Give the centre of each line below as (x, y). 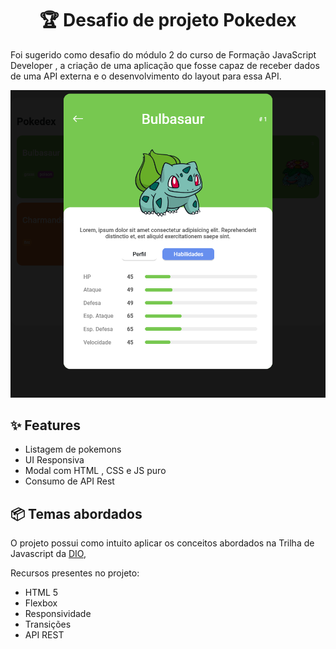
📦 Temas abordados (76, 513)
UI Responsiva (54, 460)
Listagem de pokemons (73, 449)
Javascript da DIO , (48, 554)
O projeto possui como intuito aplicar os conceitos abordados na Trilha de (162, 543)
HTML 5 (41, 593)
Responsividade (58, 614)
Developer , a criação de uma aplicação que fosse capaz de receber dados (165, 65)
